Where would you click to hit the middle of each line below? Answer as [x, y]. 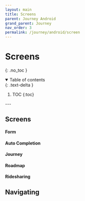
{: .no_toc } [16, 70]
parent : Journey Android [30, 19]
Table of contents [27, 79]
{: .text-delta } [19, 85]
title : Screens [21, 14]
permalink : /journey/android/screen [42, 32]
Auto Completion [23, 143]
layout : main [18, 10]
